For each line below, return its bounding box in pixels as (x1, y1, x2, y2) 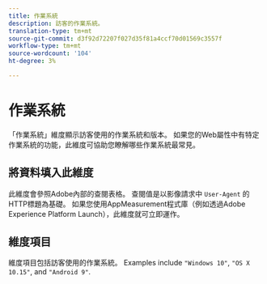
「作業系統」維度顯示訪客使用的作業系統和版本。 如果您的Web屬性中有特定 (8, 129, 260, 139)
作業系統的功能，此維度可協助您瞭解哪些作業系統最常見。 (8, 139, 200, 150)
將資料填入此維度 (8, 166, 94, 180)
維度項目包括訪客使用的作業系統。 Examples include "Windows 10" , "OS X (8, 258, 251, 268)
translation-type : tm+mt (8, 27, 92, 35)
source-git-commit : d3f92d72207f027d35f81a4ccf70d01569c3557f (8, 34, 222, 43)
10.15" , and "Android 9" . (8, 267, 91, 277)
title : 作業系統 (8, 11, 58, 20)
